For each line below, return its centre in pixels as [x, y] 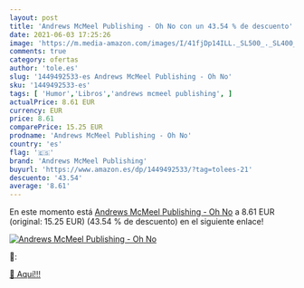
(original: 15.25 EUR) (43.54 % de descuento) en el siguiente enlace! [137, 222]
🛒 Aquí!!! [25, 274]
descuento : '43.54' [46, 178]
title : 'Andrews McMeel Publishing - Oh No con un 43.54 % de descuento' [152, 26]
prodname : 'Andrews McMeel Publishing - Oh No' [101, 136]
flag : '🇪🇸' [32, 152]
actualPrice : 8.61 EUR [52, 102]
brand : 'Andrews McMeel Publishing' [78, 161]
